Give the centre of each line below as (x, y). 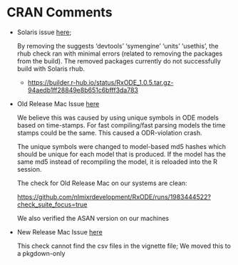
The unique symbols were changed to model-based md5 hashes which (121, 146)
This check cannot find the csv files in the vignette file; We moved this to (124, 246)
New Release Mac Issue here (59, 232)
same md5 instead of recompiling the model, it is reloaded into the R (117, 162)
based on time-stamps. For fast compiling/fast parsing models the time (121, 125)
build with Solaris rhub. (51, 68)
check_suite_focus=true (52, 204)
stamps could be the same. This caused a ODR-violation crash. (109, 132)
